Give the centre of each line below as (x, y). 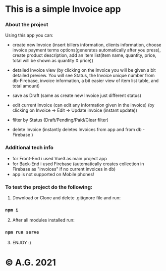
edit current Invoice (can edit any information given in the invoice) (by (83, 105)
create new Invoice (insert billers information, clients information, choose (87, 45)
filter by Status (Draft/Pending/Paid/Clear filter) (60, 120)
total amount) (26, 86)
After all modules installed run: (43, 220)
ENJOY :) (22, 242)
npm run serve (22, 232)
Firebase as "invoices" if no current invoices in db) (64, 169)
